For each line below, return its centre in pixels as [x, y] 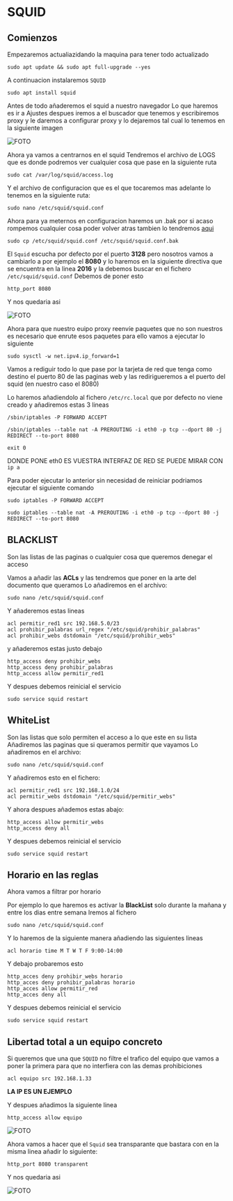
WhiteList [29, 720]
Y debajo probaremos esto [45, 964]
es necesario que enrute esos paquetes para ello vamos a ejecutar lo [106, 336]
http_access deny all [39, 828]
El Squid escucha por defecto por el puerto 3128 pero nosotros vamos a [110, 254]
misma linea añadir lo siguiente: [53, 1152]
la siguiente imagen [35, 128]
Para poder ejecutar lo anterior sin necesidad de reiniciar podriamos [105, 480]
